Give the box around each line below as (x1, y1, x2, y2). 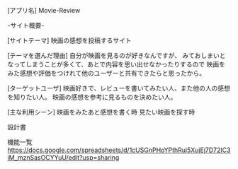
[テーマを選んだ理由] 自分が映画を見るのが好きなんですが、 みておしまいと (7, 52, 226, 59)
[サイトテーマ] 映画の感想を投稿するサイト (7, 36, 132, 45)
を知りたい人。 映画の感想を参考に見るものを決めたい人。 (7, 93, 177, 101)
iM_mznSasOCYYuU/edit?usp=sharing (7, 153, 120, 161)
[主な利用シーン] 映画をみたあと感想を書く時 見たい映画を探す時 (7, 108, 195, 116)
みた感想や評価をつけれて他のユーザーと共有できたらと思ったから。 (7, 69, 206, 77)
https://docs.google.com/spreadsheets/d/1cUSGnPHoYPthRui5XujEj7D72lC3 (7, 146, 231, 154)
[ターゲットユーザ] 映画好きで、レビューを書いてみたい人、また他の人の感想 (7, 84, 230, 92)
